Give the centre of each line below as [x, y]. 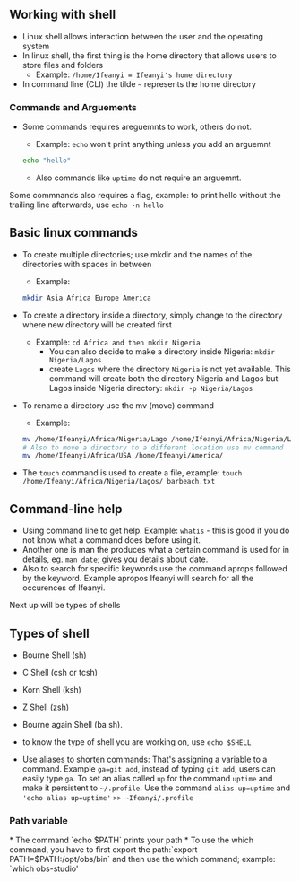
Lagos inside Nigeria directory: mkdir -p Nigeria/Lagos [151, 388]
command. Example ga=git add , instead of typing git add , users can [149, 768]
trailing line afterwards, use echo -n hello [86, 205]
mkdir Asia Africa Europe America [86, 298]
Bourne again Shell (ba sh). [72, 724]
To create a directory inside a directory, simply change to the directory [152, 315]
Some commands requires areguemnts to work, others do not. [137, 127]
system [36, 46]
